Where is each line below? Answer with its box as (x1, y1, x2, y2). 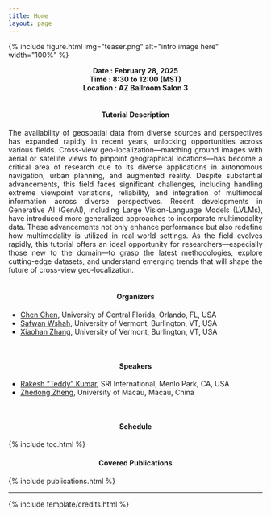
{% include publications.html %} (8, 476, 116, 486)
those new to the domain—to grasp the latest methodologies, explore (8, 248, 263, 257)
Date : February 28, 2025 (92, 65, 179, 75)
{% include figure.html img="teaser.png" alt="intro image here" (8, 41, 219, 51)
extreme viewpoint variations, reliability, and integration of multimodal (8, 187, 263, 198)
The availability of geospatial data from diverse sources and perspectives (8, 127, 263, 137)
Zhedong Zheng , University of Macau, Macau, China (19, 388, 195, 398)
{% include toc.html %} (8, 440, 86, 449)
